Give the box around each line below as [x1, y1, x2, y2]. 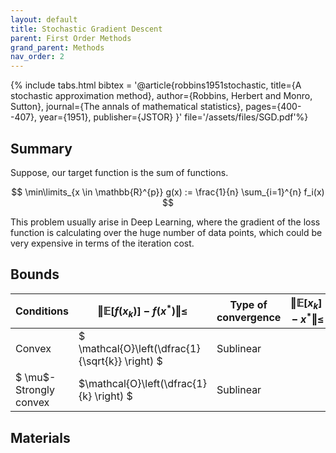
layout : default [10, 14, 78, 25]
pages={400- [245, 101, 302, 113]
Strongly [15, 383, 56, 397]
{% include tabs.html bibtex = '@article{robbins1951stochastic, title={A [10, 79, 302, 91]
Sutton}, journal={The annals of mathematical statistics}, [10, 101, 244, 113]
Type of [229, 298, 268, 311]
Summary [10, 140, 73, 157]
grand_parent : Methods [10, 42, 105, 53]
